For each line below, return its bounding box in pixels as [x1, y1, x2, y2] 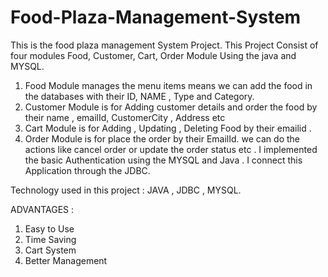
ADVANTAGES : [10, 203, 75, 215]
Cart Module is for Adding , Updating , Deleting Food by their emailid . [24, 122, 312, 134]
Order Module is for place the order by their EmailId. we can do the [24, 132, 300, 145]
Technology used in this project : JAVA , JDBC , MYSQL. [10, 184, 242, 196]
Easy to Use [24, 222, 75, 235]
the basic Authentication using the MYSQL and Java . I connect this [24, 154, 303, 166]
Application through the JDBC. [24, 164, 151, 176]
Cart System [24, 244, 77, 256]
